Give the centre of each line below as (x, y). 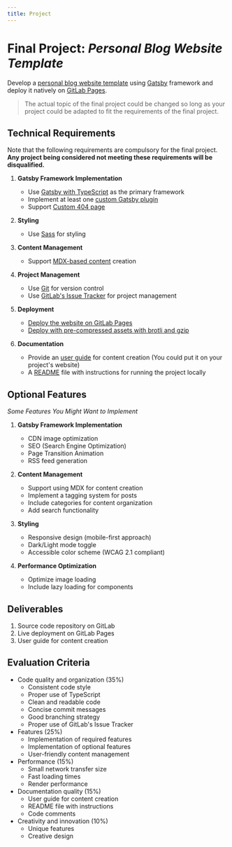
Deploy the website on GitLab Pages (80, 323)
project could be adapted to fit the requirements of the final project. (121, 111)
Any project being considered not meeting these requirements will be (110, 158)
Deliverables (35, 609)
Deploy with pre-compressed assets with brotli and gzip (108, 331)
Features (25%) (40, 731)
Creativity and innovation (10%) (63, 821)
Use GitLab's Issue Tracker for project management (102, 296)
